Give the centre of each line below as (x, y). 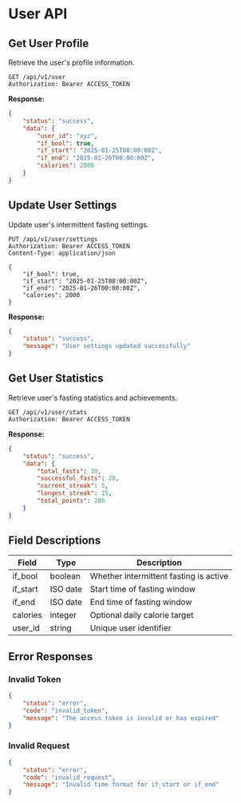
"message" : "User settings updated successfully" (107, 346)
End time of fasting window (141, 602)
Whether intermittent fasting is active (159, 576)
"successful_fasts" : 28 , (78, 479)
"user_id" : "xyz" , (67, 136)
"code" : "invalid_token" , (66, 710)
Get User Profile (49, 44)
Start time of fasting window (143, 589)
